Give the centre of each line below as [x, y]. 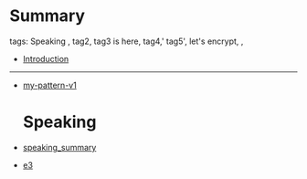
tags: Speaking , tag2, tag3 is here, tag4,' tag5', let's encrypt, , [127, 41]
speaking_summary [59, 147]
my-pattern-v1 [50, 85]
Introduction [46, 58]
